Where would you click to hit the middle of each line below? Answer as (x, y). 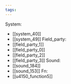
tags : (11, 10)
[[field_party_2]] (29, 55)
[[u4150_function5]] (33, 76)
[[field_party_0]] (29, 49)
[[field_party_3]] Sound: (36, 60)
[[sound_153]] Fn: (30, 71)
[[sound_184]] (26, 65)
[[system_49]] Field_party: (39, 39)
